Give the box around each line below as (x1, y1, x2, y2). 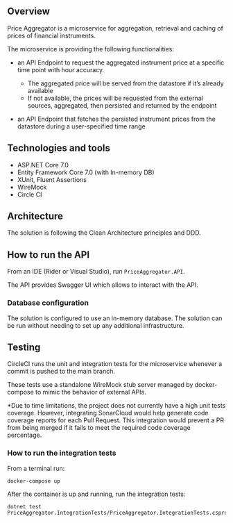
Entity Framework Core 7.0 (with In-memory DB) (17, 168, 155, 176)
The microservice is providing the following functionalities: (7, 44, 175, 53)
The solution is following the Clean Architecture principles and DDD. (7, 229, 201, 237)
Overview (7, 6, 51, 17)
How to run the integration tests (7, 448, 116, 458)
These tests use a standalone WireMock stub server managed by (7, 381, 193, 389)
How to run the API (7, 249, 90, 260)
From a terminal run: (7, 464, 65, 472)
